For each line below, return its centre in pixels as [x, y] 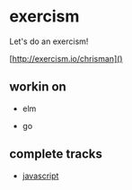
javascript [40, 176]
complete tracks [56, 154]
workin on [38, 87]
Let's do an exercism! [49, 41]
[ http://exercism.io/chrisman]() [66, 58]
